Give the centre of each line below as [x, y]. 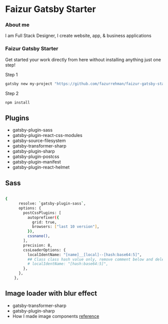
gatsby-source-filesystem [39, 140]
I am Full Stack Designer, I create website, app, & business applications [78, 35]
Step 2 [12, 93]
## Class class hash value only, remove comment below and [90, 259]
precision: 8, [38, 245]
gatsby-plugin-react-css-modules [47, 135]
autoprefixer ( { [43, 217]
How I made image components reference [56, 316]
